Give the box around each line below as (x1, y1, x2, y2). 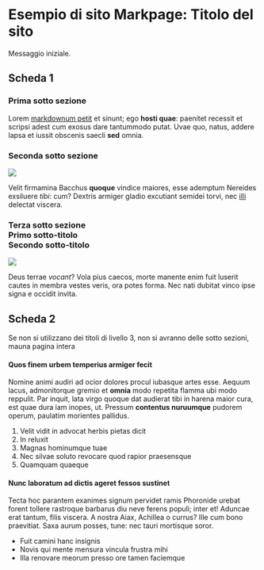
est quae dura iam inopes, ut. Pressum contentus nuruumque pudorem (8, 403, 243, 412)
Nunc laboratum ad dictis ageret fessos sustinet (8, 478, 170, 488)
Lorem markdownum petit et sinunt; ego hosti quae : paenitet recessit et (8, 113, 243, 123)
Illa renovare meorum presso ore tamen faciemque (19, 553, 186, 563)
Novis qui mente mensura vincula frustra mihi (19, 545, 168, 554)
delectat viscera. (8, 200, 63, 209)
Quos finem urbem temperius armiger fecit (8, 359, 153, 369)
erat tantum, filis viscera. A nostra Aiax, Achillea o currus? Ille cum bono (8, 513, 243, 522)
